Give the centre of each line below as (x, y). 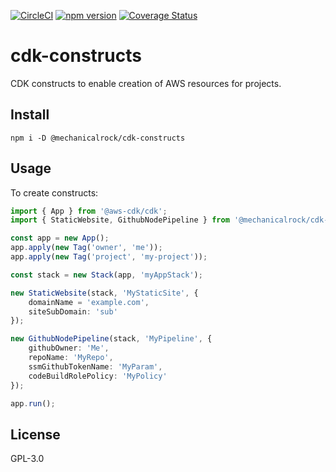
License (35, 434)
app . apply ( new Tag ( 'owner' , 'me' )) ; (86, 248)
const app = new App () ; (60, 238)
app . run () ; (33, 403)
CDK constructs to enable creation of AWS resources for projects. (146, 83)
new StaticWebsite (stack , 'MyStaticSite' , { (104, 293)
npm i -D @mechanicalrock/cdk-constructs (98, 138)
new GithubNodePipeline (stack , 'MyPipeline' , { (111, 339)
